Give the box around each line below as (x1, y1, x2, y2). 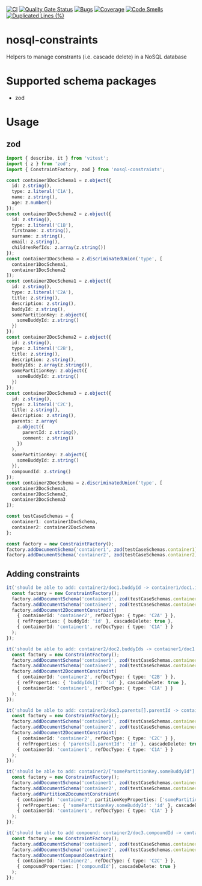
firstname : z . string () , (11, 228, 71, 234)
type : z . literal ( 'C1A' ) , (11, 189, 74, 195)
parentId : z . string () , (22, 429, 79, 435)
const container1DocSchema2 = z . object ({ (6, 211, 112, 217)
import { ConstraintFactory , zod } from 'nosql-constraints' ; (6, 166, 165, 172)
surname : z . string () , (11, 233, 66, 239)
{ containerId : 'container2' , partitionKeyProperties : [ (17, 796, 163, 803)
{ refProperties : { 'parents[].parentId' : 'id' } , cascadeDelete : (17, 741, 187, 747)
